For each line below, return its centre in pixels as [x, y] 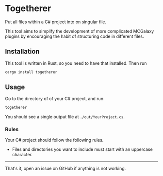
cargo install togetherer [31, 72]
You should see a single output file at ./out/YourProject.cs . [65, 117]
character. [22, 154]
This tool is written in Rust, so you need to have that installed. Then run [76, 63]
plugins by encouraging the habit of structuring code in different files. [74, 36]
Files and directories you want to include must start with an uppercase [82, 149]
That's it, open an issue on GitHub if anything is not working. [65, 168]
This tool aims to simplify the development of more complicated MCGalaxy [80, 31]
